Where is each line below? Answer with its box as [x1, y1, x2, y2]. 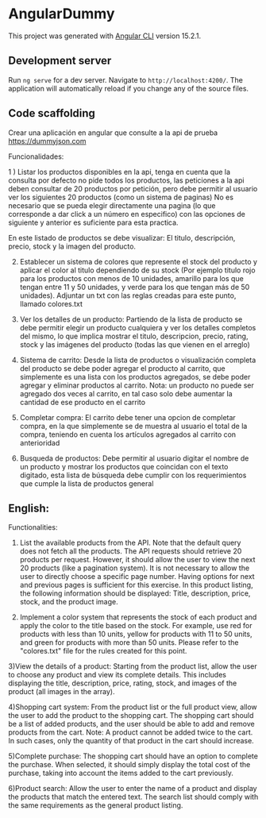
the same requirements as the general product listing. [8, 801, 183, 810]
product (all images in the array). [8, 687, 115, 696]
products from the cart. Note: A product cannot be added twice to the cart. [8, 727, 253, 737]
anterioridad [19, 438, 60, 447]
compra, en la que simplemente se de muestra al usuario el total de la [19, 421, 248, 430]
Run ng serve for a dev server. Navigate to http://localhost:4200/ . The [8, 75, 244, 84]
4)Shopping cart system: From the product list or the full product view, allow [8, 702, 258, 712]
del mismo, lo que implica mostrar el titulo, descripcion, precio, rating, [19, 331, 249, 341]
